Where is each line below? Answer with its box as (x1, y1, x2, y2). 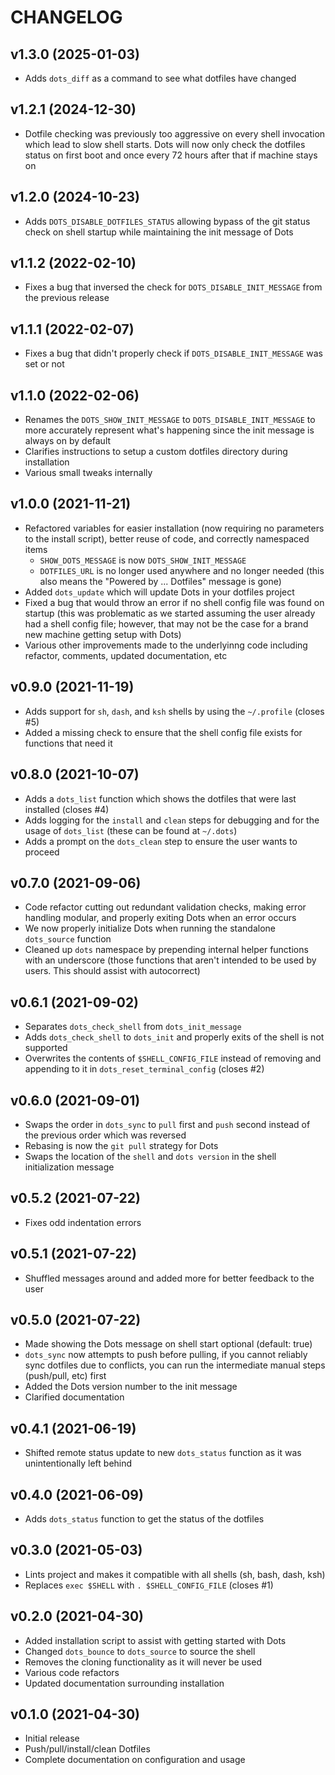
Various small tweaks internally (24, 467, 153, 479)
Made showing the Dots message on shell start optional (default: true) (24, 1338, 313, 1350)
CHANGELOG (10, 6, 123, 29)
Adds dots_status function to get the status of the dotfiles (24, 1513, 265, 1525)
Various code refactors (24, 1666, 120, 1678)
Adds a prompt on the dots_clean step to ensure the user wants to (24, 835, 298, 847)
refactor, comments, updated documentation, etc (24, 649, 228, 661)
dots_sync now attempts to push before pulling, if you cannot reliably (24, 1349, 308, 1361)
